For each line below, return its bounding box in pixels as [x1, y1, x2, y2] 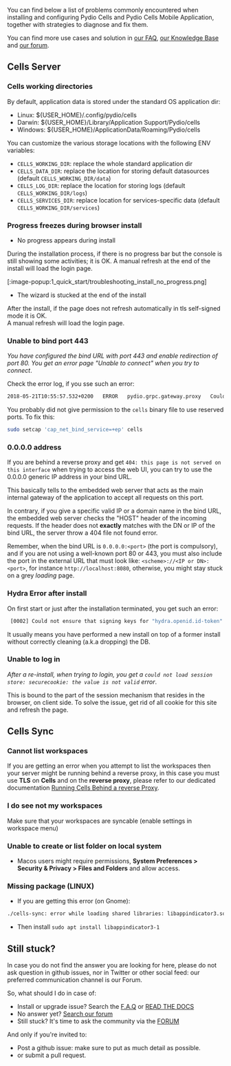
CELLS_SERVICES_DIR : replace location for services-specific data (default [16, 196, 220, 204]
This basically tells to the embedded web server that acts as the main [7, 486, 204, 495]
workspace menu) [7, 823, 58, 832]
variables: [7, 146, 35, 154]
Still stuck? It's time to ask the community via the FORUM [16, 1017, 180, 1025]
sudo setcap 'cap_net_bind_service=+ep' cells [7, 427, 143, 433]
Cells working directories [7, 82, 93, 92]
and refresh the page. [7, 706, 69, 714]
